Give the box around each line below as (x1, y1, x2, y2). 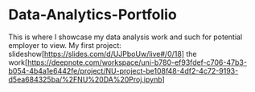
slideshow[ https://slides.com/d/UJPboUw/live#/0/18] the (8, 49, 197, 58)
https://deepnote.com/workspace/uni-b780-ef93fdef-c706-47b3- (27, 58, 248, 67)
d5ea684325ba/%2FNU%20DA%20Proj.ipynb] (8, 74, 165, 84)
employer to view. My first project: (8, 40, 122, 50)
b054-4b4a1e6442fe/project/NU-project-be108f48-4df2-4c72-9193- (8, 66, 239, 75)
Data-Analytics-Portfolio (8, 6, 177, 24)
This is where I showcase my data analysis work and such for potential (8, 32, 243, 42)
